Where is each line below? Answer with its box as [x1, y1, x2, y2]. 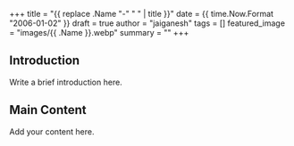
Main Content [9, 102, 87, 118]
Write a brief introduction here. [9, 77, 122, 87]
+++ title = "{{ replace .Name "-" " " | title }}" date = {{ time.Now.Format [9, 9, 274, 19]
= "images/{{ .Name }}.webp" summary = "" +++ [9, 28, 189, 37]
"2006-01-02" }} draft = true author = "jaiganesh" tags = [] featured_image [9, 18, 286, 28]
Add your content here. [9, 126, 95, 137]
